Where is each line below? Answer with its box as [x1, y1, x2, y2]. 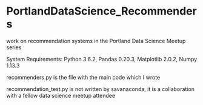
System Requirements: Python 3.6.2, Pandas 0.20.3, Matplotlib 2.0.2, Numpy [6, 55, 198, 63]
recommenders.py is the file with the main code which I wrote [6, 73, 161, 81]
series [6, 44, 22, 51]
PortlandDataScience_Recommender [6, 4, 197, 18]
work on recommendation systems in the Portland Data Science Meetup [6, 37, 186, 44]
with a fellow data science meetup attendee [6, 92, 116, 99]
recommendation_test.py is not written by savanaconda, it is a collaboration [6, 85, 195, 92]
